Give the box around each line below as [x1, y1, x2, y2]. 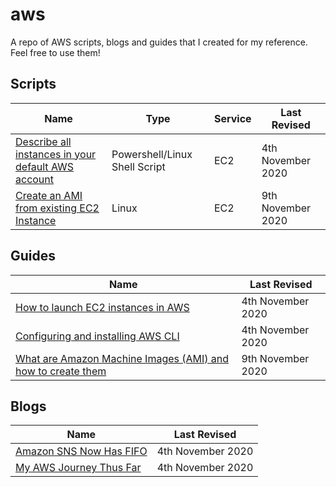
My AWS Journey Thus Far [15, 461, 142, 475]
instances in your [15, 147, 97, 161]
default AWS [15, 159, 75, 173]
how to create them [15, 364, 107, 378]
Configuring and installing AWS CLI [15, 329, 180, 343]
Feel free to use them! [10, 46, 101, 58]
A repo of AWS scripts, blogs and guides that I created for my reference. [10, 36, 308, 48]
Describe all [15, 134, 72, 148]
